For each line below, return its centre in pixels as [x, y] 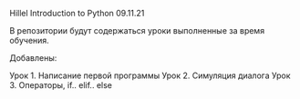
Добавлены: [33, 58]
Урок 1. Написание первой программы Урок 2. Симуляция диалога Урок [150, 75]
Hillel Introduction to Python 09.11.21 [77, 13]
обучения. [30, 40]
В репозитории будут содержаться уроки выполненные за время [137, 30]
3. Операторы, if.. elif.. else [61, 85]
